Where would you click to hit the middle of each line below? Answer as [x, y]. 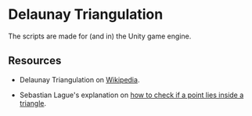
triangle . [33, 103]
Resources [35, 61]
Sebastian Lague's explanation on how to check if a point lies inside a [131, 95]
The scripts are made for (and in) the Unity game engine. [100, 36]
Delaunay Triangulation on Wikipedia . [79, 79]
